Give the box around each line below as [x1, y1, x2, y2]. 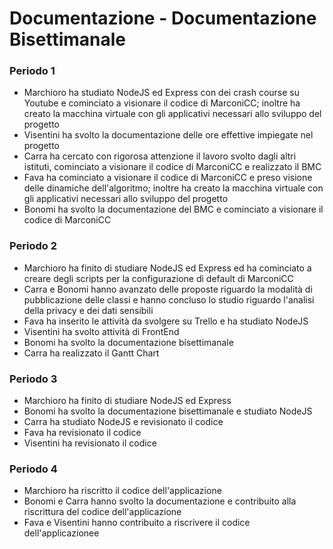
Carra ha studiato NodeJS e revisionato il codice [23, 416, 224, 428]
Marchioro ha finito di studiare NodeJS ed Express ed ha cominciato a [23, 262, 312, 274]
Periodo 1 [9, 64, 56, 78]
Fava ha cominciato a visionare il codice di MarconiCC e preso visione [23, 172, 313, 184]
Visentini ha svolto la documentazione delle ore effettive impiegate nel [23, 129, 314, 141]
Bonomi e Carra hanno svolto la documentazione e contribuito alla [23, 495, 297, 507]
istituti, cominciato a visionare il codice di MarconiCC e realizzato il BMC [23, 161, 322, 173]
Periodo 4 [9, 462, 58, 476]
